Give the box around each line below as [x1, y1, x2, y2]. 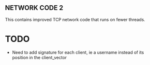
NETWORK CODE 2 [5, 4, 63, 12]
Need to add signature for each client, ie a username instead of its [12, 49, 144, 55]
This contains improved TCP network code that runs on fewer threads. [5, 16, 145, 22]
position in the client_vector [12, 54, 67, 60]
